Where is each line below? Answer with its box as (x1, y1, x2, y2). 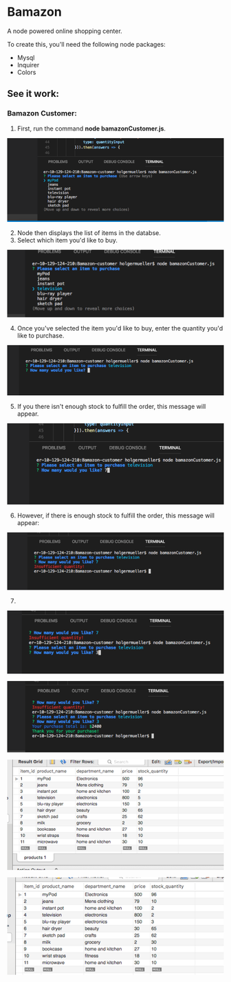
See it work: (7, 88, 60, 100)
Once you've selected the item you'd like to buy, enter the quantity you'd (16, 324, 223, 332)
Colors (16, 68, 36, 76)
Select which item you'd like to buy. (16, 236, 118, 244)
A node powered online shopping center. (7, 27, 122, 35)
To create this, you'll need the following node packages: (7, 40, 166, 48)
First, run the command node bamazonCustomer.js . (16, 124, 166, 133)
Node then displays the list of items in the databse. (16, 228, 162, 237)
